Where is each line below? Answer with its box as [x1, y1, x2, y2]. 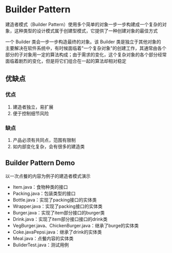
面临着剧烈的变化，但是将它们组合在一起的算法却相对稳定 [5, 58, 126, 64]
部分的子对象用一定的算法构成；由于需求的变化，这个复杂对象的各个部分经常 [5, 51, 167, 58]
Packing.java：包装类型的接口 [12, 190, 76, 196]
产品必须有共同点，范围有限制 [12, 137, 76, 143]
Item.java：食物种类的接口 [12, 184, 68, 190]
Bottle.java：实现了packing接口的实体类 [12, 196, 97, 203]
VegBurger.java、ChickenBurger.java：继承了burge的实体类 [12, 222, 139, 228]
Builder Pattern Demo [5, 158, 75, 168]
